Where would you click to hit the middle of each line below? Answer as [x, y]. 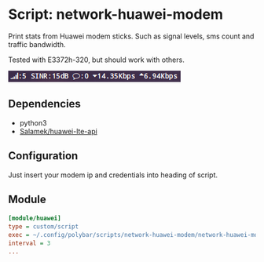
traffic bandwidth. [37, 44]
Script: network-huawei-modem [116, 15]
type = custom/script [44, 227]
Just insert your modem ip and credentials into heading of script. [113, 175]
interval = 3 [29, 243]
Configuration [43, 156]
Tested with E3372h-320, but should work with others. [96, 60]
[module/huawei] [35, 218]
